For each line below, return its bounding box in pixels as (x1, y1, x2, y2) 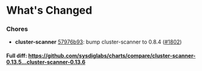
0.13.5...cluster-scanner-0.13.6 (6, 58, 86, 66)
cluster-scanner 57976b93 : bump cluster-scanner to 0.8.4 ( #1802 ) (14, 38, 182, 45)
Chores (6, 25, 28, 33)
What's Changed (6, 4, 93, 17)
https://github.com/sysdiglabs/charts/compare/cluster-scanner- (28, 52, 196, 60)
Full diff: (6, 52, 28, 60)
